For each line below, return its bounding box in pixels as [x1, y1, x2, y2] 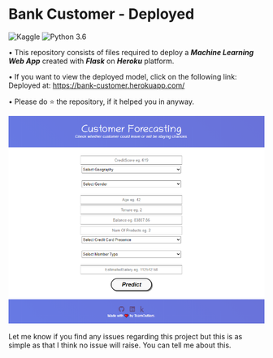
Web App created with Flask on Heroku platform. [8, 56, 175, 66]
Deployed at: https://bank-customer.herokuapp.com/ [8, 80, 185, 90]
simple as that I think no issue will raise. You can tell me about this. [8, 340, 232, 350]
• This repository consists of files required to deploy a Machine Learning [8, 47, 254, 57]
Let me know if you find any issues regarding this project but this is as [8, 331, 243, 341]
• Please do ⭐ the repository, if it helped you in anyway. [8, 97, 195, 106]
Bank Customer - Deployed [8, 5, 195, 24]
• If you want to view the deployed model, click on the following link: [8, 71, 237, 81]
